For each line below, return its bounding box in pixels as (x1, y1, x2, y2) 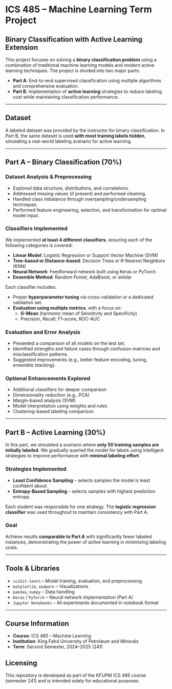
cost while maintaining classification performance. (12, 94, 119, 100)
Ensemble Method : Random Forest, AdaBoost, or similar (12, 274, 132, 280)
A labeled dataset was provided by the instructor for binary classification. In (5, 127, 165, 133)
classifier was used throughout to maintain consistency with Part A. (5, 509, 148, 515)
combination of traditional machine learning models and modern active (5, 62, 155, 68)
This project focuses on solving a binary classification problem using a (5, 57, 157, 63)
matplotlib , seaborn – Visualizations (12, 583, 89, 589)
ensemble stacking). (12, 362, 56, 368)
